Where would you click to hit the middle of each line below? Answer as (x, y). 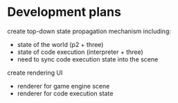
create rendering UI (35, 73)
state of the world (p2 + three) (60, 44)
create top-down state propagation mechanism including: (89, 31)
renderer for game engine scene (63, 86)
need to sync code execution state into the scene (88, 59)
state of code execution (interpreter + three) (80, 52)
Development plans (64, 12)
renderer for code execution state (65, 93)
